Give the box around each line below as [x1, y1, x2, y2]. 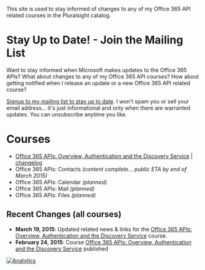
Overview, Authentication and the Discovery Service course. [15, 232, 168, 239]
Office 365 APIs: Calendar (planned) [15, 178, 107, 186]
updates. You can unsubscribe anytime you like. [6, 110, 127, 118]
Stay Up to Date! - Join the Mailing [6, 33, 184, 47]
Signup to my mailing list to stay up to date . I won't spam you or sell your [6, 97, 190, 105]
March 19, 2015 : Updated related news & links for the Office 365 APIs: [15, 225, 192, 233]
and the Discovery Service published [15, 245, 109, 252]
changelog [15, 159, 43, 166]
